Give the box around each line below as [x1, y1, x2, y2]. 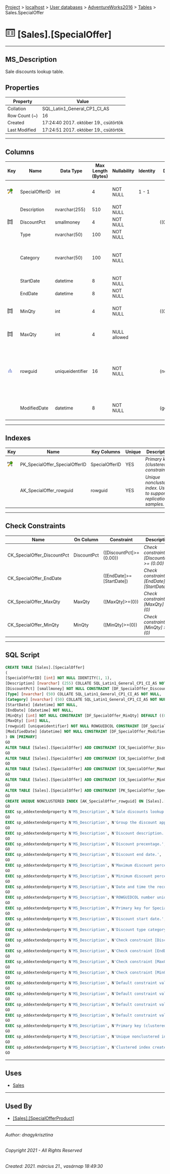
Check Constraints [5, 522, 66, 530]
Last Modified [7, 127, 36, 133]
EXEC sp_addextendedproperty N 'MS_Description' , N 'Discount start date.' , [5, 916, 166, 921]
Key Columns [91, 449, 120, 455]
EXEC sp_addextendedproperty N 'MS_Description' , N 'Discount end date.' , [5, 852, 162, 857]
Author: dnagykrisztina [5, 1131, 53, 1137]
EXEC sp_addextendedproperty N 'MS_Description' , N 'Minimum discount [5, 873, 153, 879]
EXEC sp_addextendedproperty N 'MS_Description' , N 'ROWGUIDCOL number [5, 895, 155, 900]
